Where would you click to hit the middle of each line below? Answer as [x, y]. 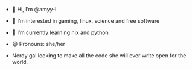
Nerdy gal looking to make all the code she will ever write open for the [99, 56]
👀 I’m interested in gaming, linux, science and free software [86, 21]
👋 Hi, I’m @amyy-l [34, 9]
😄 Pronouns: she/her [38, 44]
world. [20, 62]
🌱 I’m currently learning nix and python [60, 32]
